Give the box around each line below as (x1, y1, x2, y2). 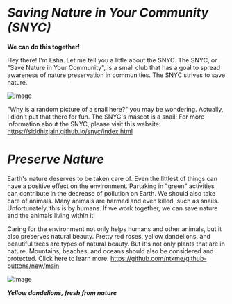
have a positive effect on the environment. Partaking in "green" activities (7, 182, 215, 190)
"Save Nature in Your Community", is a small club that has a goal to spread (7, 63, 221, 71)
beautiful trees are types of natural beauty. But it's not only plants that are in (7, 239, 226, 248)
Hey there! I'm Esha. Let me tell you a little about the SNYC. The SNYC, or (7, 56, 217, 64)
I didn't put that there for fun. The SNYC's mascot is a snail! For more (7, 112, 205, 121)
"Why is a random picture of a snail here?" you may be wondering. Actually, (7, 105, 224, 113)
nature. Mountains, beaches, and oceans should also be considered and (7, 246, 214, 255)
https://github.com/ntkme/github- (110, 254, 207, 262)
